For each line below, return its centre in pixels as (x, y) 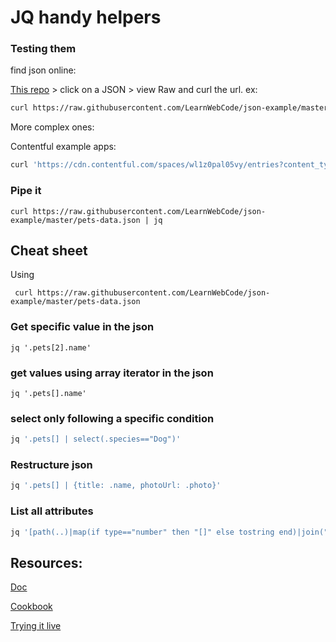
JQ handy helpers (86, 17)
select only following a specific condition (112, 418)
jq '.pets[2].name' (51, 347)
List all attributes (52, 511)
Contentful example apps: (63, 147)
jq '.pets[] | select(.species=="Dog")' (96, 439)
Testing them (43, 49)
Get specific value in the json (82, 327)
